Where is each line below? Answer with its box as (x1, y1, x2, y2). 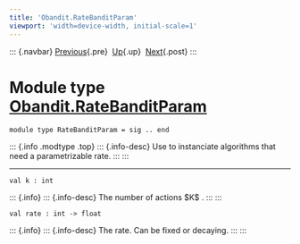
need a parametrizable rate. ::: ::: (9, 151, 129, 162)
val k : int (9, 176, 54, 186)
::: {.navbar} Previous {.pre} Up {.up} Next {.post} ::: (9, 46, 197, 56)
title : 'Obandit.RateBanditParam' (9, 13, 138, 22)
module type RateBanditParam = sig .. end (9, 126, 170, 135)
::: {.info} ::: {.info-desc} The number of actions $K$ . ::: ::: (9, 192, 222, 203)
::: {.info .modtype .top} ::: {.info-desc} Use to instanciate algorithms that (9, 141, 277, 152)
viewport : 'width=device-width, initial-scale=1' (9, 21, 198, 30)
